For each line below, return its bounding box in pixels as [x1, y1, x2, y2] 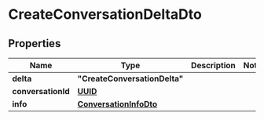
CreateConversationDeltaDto [8, 5, 202, 24]
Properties [8, 37, 61, 50]
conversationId [12, 86, 71, 96]
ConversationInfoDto [77, 99, 158, 109]
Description [191, 60, 236, 71]
